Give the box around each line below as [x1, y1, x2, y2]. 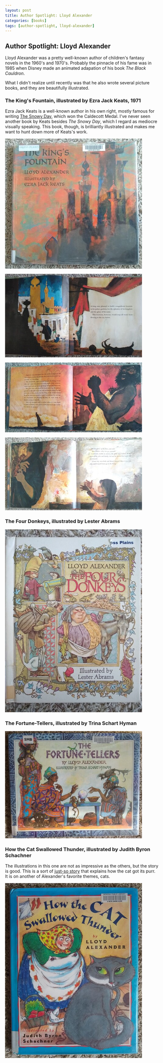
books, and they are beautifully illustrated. [5, 85, 90, 91]
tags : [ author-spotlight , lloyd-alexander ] [5, 23, 95, 28]
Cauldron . [5, 71, 25, 77]
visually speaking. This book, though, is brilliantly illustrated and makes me [5, 124, 155, 130]
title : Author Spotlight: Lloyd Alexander [5, 13, 92, 18]
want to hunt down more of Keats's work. [5, 129, 88, 135]
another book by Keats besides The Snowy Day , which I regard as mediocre [5, 118, 157, 124]
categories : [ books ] [5, 18, 47, 23]
